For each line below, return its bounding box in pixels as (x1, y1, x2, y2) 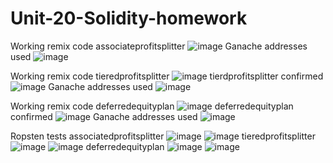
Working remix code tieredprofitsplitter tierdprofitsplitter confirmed (10, 70, 324, 82)
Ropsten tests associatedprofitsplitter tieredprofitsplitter (10, 130, 316, 142)
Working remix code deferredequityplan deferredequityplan (10, 100, 294, 112)
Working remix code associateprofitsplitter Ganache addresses (10, 40, 308, 52)
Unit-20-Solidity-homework (10, 7, 248, 30)
